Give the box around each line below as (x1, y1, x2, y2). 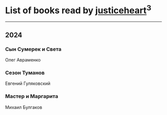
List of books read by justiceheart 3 (5, 3, 152, 16)
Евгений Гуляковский (5, 80, 51, 87)
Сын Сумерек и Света (5, 46, 62, 53)
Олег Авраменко (5, 57, 41, 62)
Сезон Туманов (5, 69, 45, 76)
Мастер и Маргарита (5, 93, 59, 100)
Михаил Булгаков (5, 104, 42, 110)
